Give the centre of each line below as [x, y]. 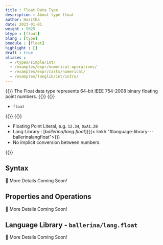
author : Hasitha [22, 19]
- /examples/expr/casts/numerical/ [48, 72]
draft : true [19, 53]
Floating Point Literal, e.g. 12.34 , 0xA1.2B [55, 126]
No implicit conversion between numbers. [56, 142]
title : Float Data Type [32, 10]
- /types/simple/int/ [33, 62]
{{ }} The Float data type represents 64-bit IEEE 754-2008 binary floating [82, 91]
